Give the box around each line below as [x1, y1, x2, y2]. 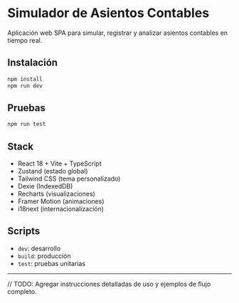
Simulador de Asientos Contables [7, 5, 210, 21]
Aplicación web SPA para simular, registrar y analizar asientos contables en [7, 28, 228, 37]
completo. [7, 287, 37, 296]
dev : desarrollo [17, 244, 61, 253]
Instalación [7, 57, 58, 69]
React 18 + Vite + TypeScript [17, 159, 102, 168]
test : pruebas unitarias [17, 259, 86, 267]
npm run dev [7, 82, 43, 90]
